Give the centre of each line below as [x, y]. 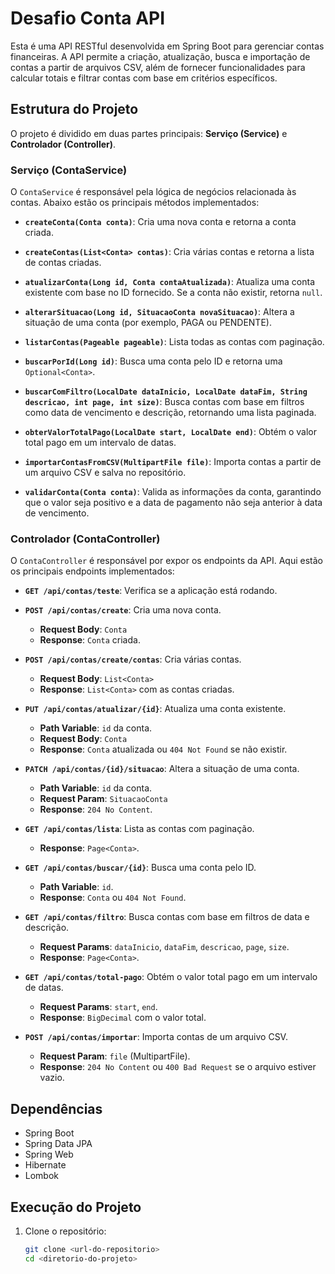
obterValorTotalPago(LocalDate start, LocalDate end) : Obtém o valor [171, 432]
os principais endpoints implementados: [92, 571]
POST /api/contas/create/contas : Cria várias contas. [133, 659]
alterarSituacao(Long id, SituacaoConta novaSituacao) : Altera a [159, 312]
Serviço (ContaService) [69, 170]
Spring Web [49, 1154]
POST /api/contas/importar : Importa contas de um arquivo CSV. [156, 1037]
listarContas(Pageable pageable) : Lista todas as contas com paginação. [174, 342]
